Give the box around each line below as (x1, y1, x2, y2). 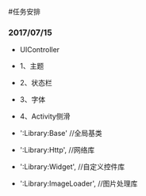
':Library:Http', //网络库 (19, 145, 95, 155)
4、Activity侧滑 (19, 111, 71, 121)
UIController (19, 45, 60, 55)
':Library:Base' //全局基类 (19, 129, 103, 138)
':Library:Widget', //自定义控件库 (19, 162, 125, 171)
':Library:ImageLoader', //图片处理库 (19, 179, 138, 188)
